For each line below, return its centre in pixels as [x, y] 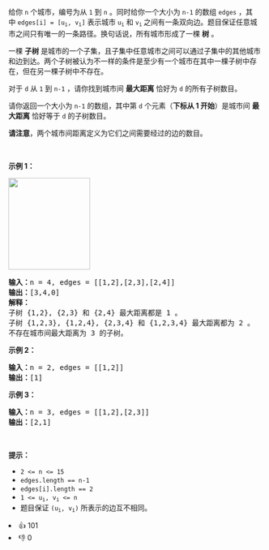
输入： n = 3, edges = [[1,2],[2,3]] [79, 412]
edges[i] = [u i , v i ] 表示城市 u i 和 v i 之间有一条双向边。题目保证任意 [134, 23]
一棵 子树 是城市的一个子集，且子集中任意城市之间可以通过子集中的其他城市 [134, 50]
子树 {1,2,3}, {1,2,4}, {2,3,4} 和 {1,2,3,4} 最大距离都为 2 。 [132, 322]
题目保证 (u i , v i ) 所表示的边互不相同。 [86, 508]
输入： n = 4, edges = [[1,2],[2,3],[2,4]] [92, 282]
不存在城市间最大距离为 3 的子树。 [68, 333]
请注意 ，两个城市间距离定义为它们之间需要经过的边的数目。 [108, 133]
